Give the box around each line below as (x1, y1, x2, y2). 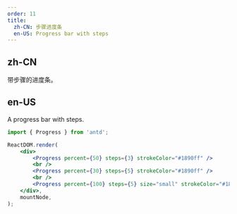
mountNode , (20, 194, 52, 201)
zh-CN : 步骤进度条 (13, 23, 62, 30)
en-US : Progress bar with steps (13, 30, 109, 37)
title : (7, 17, 27, 24)
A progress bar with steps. (7, 115, 85, 123)
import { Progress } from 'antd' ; (7, 128, 109, 136)
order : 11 (7, 10, 37, 18)
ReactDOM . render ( (7, 141, 59, 149)
